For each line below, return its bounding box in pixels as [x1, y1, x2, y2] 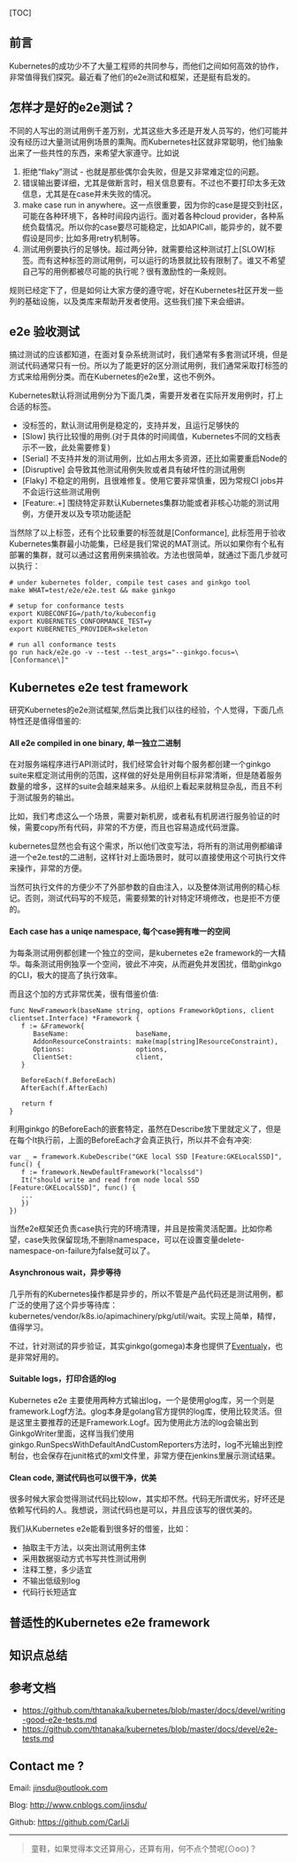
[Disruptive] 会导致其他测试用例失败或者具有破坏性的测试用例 [21, 464, 246, 475]
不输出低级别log [21, 1576, 81, 1587]
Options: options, [32, 1044, 168, 1053]
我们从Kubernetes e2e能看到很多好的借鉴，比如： [9, 1524, 192, 1534]
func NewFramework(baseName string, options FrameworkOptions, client [9, 1005, 275, 1015]
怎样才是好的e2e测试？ [9, 100, 135, 115]
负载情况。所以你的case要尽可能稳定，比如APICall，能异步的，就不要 [29, 221, 283, 232]
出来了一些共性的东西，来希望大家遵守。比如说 [9, 147, 179, 158]
